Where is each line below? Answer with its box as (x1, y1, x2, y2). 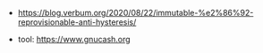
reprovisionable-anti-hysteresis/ (17, 17, 137, 27)
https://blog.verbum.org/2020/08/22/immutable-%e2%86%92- (17, 8, 254, 18)
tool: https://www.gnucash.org (17, 34, 131, 44)
